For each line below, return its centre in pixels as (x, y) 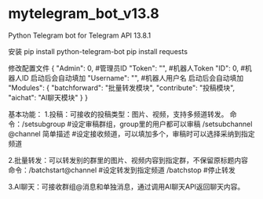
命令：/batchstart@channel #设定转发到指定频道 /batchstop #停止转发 (122, 170)
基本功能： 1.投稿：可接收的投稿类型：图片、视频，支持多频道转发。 (118, 114)
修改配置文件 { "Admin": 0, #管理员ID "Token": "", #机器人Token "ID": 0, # (127, 68)
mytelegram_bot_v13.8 (84, 14)
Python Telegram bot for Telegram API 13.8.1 (80, 35)
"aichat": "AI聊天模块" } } (48, 97)
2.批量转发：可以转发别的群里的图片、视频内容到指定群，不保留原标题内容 (128, 160)
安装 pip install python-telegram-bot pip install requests (98, 51)
